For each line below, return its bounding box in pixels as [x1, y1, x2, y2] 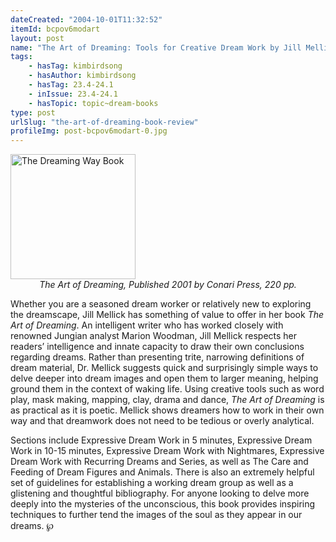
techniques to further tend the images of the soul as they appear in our [10, 509, 303, 521]
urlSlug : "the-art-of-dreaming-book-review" [10, 117, 199, 127]
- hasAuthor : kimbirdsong [28, 71, 137, 81]
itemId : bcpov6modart [10, 24, 101, 34]
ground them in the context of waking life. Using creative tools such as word [10, 383, 325, 395]
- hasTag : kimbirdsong [28, 61, 123, 71]
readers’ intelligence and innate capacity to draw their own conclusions [10, 341, 305, 353]
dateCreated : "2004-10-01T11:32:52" [10, 14, 163, 25]
